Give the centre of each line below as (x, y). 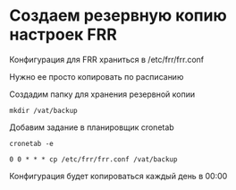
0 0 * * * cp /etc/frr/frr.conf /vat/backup (93, 159)
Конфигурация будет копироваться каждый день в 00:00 (118, 176)
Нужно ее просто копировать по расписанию (97, 76)
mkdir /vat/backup (43, 110)
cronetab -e (31, 143)
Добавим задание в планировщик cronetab (92, 127)
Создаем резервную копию (118, 16)
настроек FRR (63, 35)
